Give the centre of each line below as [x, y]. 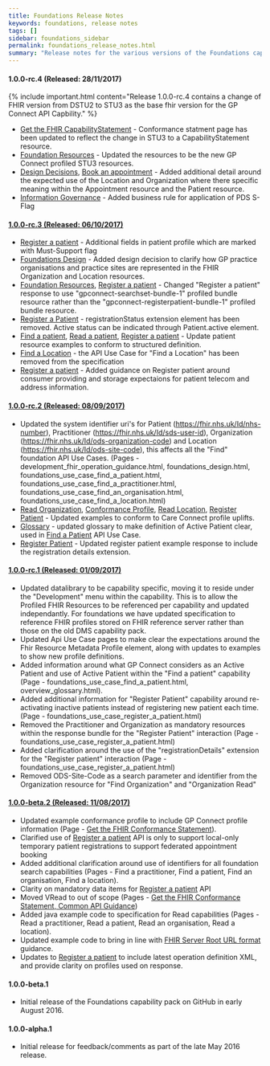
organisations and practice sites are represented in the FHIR [119, 268]
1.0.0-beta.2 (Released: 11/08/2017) [70, 803]
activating [37, 707]
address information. [54, 387]
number [33, 432]
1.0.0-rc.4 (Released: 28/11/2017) [65, 79]
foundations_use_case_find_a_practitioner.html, [98, 484]
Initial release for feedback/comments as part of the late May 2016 [130, 1047]
